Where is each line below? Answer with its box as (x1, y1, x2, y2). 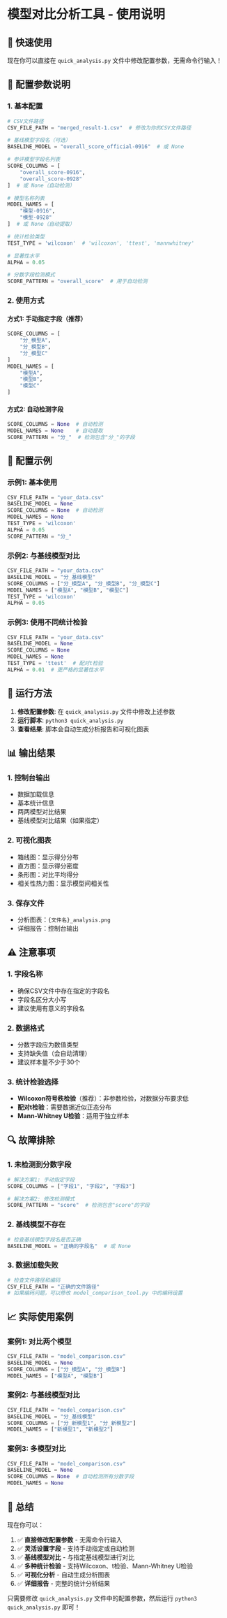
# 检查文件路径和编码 (7, 1277, 61, 1284)
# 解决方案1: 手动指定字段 (7, 1176, 75, 1183)
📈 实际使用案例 (7, 1310, 75, 1322)
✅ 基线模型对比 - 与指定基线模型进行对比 (17, 1553, 134, 1561)
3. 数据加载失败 (7, 1260, 59, 1270)
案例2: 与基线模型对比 (7, 1390, 80, 1400)
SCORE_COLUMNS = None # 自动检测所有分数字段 (7, 1473, 134, 1480)
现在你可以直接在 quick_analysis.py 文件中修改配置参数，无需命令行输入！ (7, 57, 223, 64)
